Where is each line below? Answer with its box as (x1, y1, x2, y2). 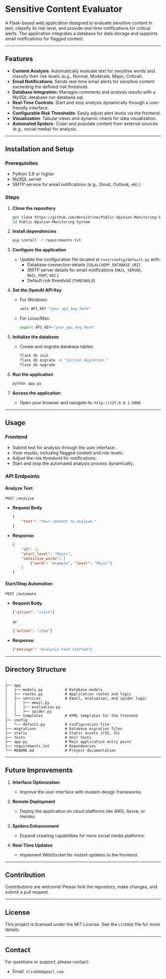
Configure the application (12, 247, 67, 253)
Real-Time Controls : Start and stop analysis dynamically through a (12, 99, 149, 105)
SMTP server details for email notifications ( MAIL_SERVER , (27, 267, 142, 273)
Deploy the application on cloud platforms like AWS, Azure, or (19, 808, 145, 814)
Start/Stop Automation (5, 580, 53, 586)
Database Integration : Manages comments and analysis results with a (12, 89, 156, 95)
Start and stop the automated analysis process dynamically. (12, 460, 134, 467)
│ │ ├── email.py (5, 700, 50, 705)
